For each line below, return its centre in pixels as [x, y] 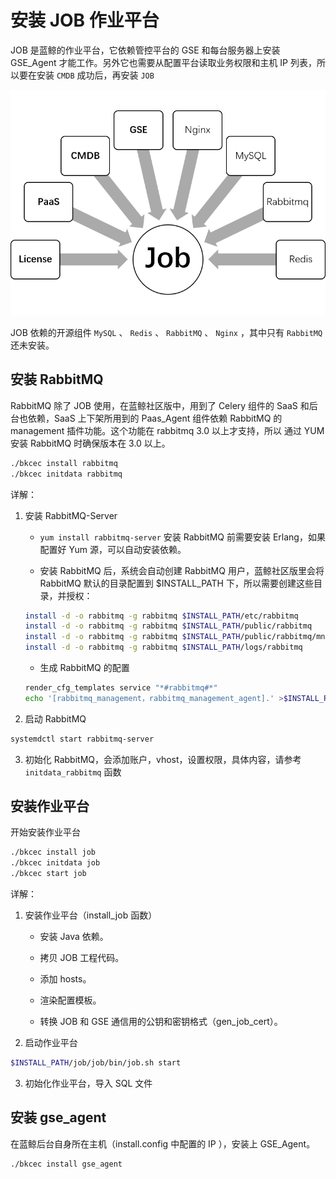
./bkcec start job [48, 874]
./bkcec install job [53, 852]
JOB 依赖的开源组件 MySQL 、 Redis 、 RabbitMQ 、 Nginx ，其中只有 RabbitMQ [166, 332]
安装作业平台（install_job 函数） [91, 915]
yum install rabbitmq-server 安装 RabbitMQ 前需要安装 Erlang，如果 [182, 537]
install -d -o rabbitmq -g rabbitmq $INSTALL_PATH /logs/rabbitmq [163, 647]
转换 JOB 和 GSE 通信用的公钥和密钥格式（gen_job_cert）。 [161, 1022]
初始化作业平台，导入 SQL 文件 [88, 1083]
